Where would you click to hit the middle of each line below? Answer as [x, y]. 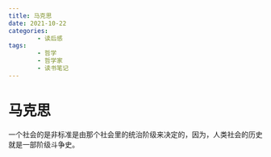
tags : [17, 46]
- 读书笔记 [53, 68]
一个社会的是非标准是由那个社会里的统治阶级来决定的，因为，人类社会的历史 [135, 134]
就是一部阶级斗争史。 [44, 144]
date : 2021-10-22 [38, 23]
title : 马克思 [30, 16]
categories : [28, 31]
